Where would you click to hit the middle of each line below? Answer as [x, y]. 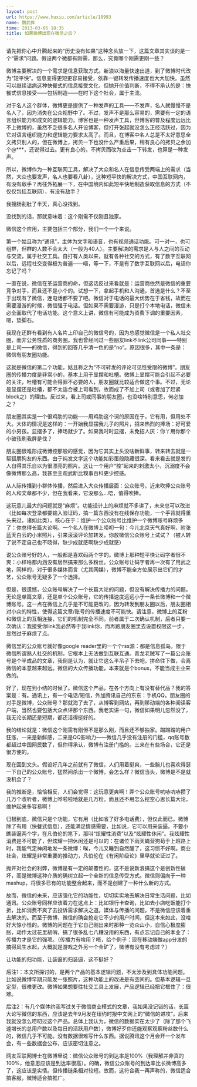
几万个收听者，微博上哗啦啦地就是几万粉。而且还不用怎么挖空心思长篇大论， [98, 799]
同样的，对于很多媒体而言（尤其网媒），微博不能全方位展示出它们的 [97, 570]
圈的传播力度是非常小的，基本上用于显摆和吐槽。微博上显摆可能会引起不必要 [98, 375]
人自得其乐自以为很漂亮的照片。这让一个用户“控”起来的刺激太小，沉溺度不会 [98, 466]
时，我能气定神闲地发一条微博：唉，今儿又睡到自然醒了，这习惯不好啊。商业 [98, 849]
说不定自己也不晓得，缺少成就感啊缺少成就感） [67, 543]
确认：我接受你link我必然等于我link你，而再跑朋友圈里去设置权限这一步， [99, 626]
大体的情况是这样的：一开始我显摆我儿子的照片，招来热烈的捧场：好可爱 [103, 424]
